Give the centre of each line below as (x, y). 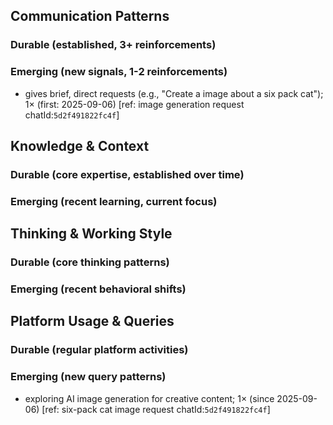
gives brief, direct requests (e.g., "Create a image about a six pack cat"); (174, 93)
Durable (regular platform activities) (99, 350)
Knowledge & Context (80, 146)
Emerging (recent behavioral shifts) (98, 289)
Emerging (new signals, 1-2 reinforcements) (119, 72)
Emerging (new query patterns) (88, 377)
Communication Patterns (90, 16)
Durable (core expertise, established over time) (127, 174)
